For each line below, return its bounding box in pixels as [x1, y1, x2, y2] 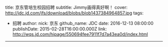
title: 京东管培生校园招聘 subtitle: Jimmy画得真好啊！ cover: [5, 4, 128, 10]
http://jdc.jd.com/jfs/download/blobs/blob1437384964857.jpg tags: [5, 10, 144, 16]
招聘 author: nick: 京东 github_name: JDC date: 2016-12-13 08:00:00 [12, 20, 153, 26]
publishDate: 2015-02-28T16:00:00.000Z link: [12, 26, 107, 31]
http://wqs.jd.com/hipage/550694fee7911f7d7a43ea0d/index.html [12, 31, 148, 37]
